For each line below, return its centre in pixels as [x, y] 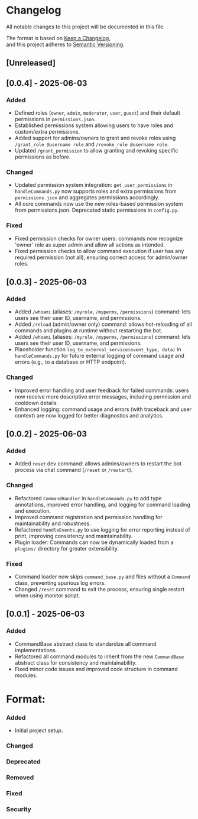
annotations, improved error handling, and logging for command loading [102, 504]
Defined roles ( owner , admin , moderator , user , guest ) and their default [97, 113]
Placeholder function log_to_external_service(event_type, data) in [98, 349]
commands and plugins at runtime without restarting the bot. [88, 331]
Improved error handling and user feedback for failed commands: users [102, 390]
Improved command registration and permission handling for [88, 517]
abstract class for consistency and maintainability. [76, 662]
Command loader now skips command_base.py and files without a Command [102, 577]
